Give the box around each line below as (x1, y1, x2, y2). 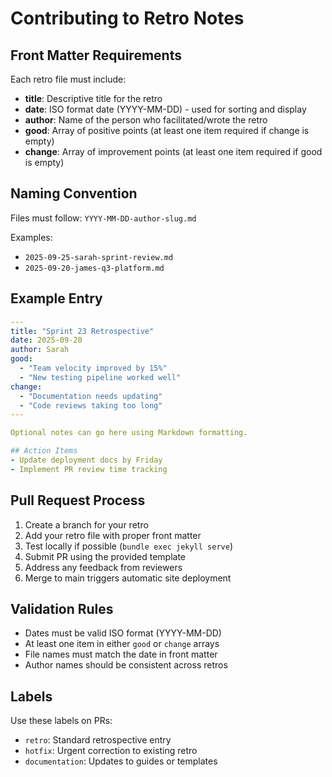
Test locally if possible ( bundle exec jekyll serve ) (24, 540, 233, 552)
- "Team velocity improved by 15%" (19, 363, 168, 373)
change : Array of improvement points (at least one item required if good (24, 146, 323, 157)
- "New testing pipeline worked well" (19, 372, 182, 382)
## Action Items (10, 446, 78, 456)
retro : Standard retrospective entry (24, 734, 172, 746)
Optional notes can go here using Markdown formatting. (10, 428, 248, 438)
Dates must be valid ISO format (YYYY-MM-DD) (24, 627, 222, 639)
